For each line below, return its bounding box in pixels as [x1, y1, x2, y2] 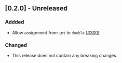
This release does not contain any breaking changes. [12, 52, 118, 58]
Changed [5, 41, 27, 48]
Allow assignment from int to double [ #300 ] [12, 29, 100, 36]
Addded [5, 19, 24, 25]
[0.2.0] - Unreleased [5, 4, 68, 13]
